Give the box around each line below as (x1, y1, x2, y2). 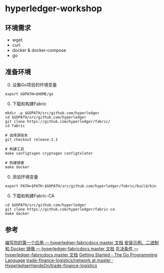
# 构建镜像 (5, 160, 24, 165)
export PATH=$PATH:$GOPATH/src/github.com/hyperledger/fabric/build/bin (5, 183, 157, 188)
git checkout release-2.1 (5, 137, 58, 142)
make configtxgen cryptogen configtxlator (5, 151, 93, 156)
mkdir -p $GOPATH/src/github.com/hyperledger (5, 111, 99, 115)
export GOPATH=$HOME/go (5, 91, 54, 96)
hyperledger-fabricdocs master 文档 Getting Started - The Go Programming (5, 251, 158, 257)
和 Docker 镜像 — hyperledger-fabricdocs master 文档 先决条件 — (5, 246, 139, 251)
